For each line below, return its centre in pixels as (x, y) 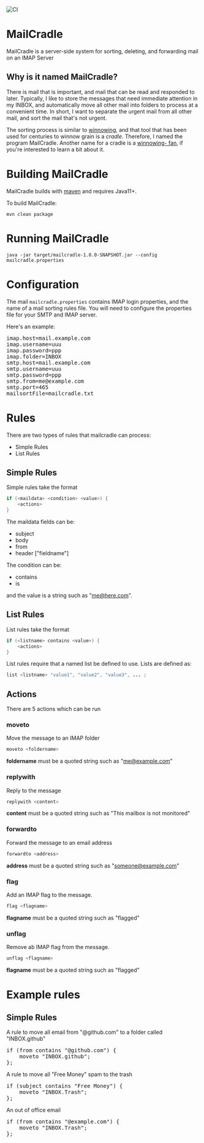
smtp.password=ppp (34, 375)
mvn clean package (30, 214)
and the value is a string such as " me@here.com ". (70, 595)
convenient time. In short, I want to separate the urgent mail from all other (99, 111)
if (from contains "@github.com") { (61, 1050)
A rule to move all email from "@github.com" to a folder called (85, 1032)
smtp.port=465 (28, 387)
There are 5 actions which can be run (54, 709)
